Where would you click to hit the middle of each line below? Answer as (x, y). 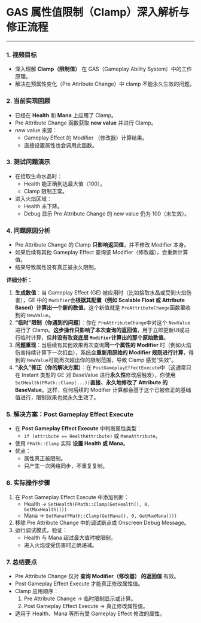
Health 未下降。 (43, 206)
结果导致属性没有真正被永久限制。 (57, 268)
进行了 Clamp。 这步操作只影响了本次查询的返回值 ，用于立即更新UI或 (100, 330)
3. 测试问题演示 (28, 162)
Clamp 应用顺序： (37, 591)
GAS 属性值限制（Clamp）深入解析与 (98, 12)
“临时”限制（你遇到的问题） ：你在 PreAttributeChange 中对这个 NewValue (102, 323)
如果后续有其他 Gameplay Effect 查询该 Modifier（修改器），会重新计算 (101, 253)
